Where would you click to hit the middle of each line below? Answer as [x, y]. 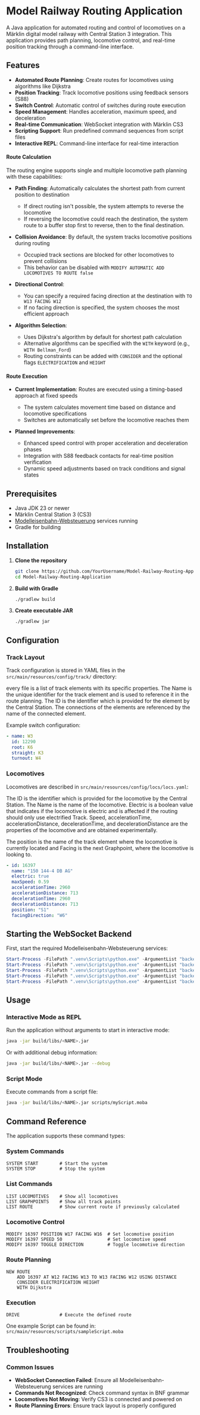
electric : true [30, 876]
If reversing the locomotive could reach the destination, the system [106, 219]
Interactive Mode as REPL [44, 1017]
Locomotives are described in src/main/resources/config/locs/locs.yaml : [97, 787]
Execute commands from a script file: [52, 1092]
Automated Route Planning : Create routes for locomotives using [94, 80]
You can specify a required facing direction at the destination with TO [108, 296]
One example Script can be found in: [51, 1326]
